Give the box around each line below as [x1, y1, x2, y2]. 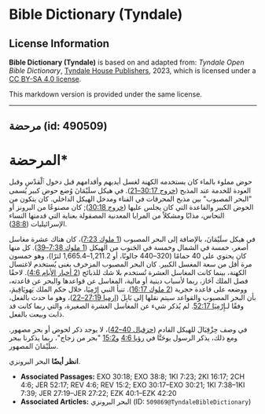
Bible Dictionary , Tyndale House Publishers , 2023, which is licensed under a [9, 66, 256, 75]
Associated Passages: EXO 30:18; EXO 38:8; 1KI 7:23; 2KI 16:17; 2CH [20, 372, 245, 382]
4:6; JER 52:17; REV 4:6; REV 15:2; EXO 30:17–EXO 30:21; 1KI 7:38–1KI [20, 380, 245, 390]
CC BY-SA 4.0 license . [9, 75, 82, 83]
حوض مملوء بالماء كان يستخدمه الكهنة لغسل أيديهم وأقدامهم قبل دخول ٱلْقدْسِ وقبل [9, 177, 252, 186]
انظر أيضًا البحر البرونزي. [9, 357, 81, 366]
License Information [9, 37, 109, 50]
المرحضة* [9, 151, 69, 169]
